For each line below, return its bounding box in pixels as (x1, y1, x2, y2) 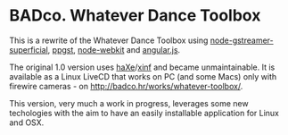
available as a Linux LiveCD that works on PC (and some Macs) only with (9, 71, 277, 81)
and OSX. (9, 117, 45, 128)
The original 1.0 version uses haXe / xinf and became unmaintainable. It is (9, 62, 276, 72)
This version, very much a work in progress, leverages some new (9, 97, 249, 108)
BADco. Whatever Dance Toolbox (9, 5, 261, 26)
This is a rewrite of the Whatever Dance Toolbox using (9, 35, 209, 46)
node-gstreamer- (210, 35, 274, 46)
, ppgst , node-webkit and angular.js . (47, 44, 181, 55)
